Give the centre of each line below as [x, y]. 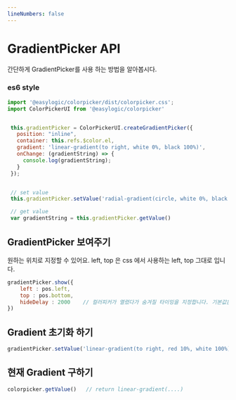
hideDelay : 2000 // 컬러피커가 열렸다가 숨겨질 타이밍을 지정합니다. [114, 302]
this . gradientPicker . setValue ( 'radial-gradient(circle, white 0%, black [119, 199]
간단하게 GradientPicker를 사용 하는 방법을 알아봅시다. [82, 69]
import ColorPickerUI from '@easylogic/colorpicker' [86, 109]
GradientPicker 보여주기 [59, 242]
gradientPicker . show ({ [40, 282]
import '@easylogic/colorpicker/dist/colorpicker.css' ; [91, 102]
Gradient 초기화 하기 [50, 332]
